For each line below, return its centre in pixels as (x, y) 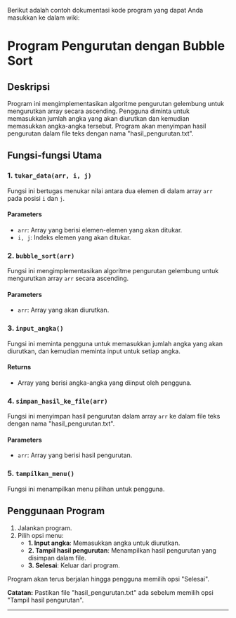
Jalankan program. (45, 528)
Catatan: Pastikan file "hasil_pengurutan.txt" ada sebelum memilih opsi (111, 592)
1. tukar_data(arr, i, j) (50, 176)
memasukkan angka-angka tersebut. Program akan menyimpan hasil (107, 126)
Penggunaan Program (56, 511)
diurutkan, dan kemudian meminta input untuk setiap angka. (94, 351)
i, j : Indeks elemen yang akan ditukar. (74, 237)
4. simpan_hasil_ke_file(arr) (58, 401)
